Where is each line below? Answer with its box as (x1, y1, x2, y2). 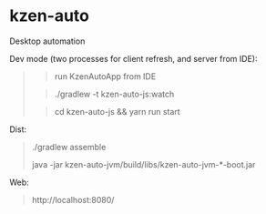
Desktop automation (9, 36, 86, 46)
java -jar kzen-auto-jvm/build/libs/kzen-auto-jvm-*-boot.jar (31, 158, 256, 169)
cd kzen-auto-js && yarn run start (54, 106, 180, 117)
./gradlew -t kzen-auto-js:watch (54, 88, 175, 99)
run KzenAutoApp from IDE (54, 70, 157, 82)
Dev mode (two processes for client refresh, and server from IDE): (9, 53, 258, 64)
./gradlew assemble (31, 141, 107, 152)
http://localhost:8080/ (31, 194, 115, 205)
